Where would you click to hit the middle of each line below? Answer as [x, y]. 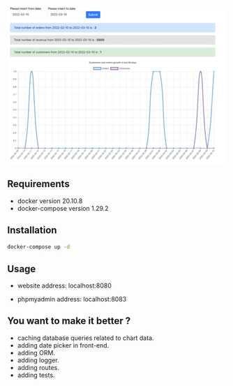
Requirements [38, 184]
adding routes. [38, 367]
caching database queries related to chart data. [86, 338]
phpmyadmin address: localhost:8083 [72, 299]
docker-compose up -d [39, 247]
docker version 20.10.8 [50, 201]
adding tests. [36, 375]
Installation [32, 230]
